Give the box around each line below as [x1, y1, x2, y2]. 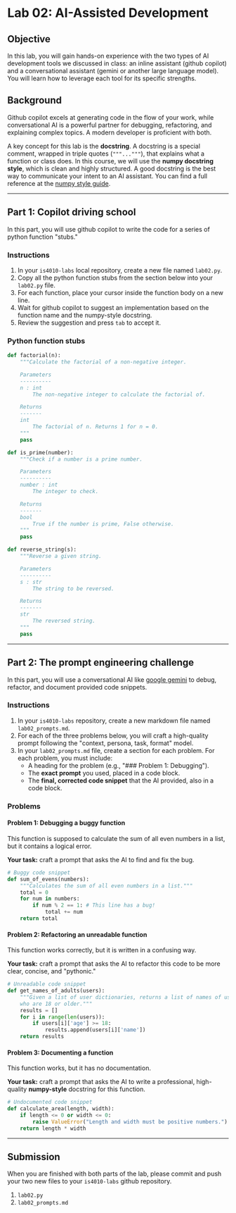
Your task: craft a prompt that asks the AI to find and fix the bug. [7, 855, 195, 864]
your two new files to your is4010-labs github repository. [7, 1177, 172, 1186]
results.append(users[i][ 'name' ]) [44, 1026, 146, 1033]
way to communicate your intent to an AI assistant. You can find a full [7, 171, 208, 180]
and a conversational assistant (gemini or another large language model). [7, 67, 219, 75]
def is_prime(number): [7, 449, 74, 456]
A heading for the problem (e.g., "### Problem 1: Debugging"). [27, 761, 209, 769]
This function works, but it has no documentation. [7, 1064, 151, 1072]
